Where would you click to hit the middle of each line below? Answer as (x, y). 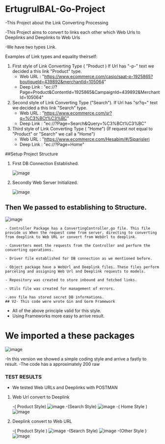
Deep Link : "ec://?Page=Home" (52, 144)
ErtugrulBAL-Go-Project (55, 9)
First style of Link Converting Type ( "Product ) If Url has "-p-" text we (83, 66)
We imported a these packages (70, 336)
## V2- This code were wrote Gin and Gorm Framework (60, 301)
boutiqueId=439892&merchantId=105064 (62, 82)
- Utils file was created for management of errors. (60, 289)
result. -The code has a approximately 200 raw (53, 364)
